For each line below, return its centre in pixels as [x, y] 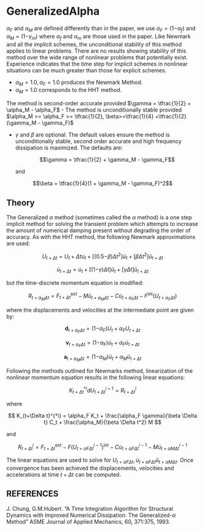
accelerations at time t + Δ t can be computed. [64, 475]
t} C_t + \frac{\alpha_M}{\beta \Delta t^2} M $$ [103, 422]
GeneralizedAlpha [53, 11]
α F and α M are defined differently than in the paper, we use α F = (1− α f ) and [101, 29]
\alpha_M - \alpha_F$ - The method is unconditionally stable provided [94, 110]
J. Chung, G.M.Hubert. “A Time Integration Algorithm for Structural [90, 508]
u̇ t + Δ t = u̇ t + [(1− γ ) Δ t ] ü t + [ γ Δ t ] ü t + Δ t [103, 270]
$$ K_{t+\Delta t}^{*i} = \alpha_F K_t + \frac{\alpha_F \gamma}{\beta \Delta [103, 415]
